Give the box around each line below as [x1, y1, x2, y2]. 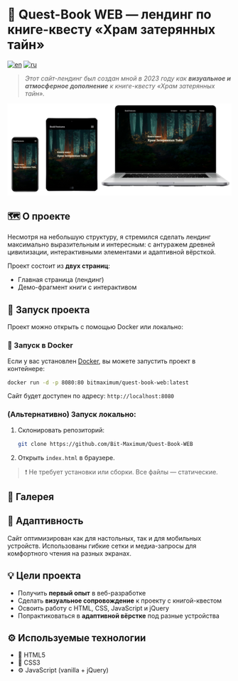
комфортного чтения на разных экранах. [7, 549, 131, 558]
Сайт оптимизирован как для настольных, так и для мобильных [7, 534, 202, 542]
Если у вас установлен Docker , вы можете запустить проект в [7, 356, 196, 365]
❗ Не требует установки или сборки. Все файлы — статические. [24, 467, 218, 476]
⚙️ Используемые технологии [7, 632, 146, 644]
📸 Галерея [7, 491, 55, 503]
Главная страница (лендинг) [17, 276, 104, 284]
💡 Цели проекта [7, 570, 82, 582]
